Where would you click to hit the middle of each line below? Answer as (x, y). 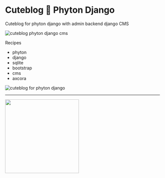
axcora (19, 78)
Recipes (13, 43)
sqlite (18, 62)
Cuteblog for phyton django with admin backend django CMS (67, 24)
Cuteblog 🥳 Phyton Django (60, 10)
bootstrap (22, 68)
